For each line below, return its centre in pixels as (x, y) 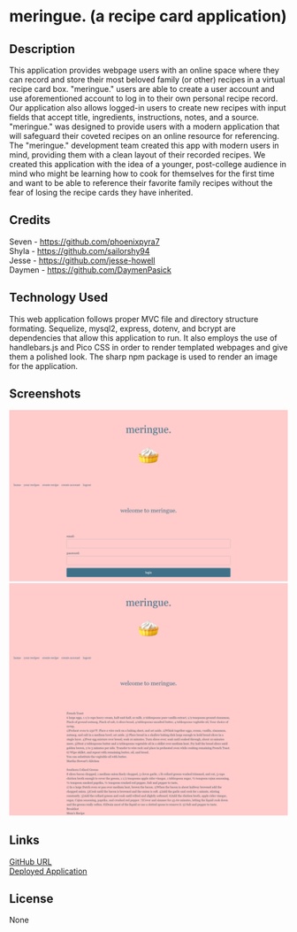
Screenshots (45, 394)
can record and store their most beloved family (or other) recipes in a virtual (147, 80)
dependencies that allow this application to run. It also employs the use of (144, 337)
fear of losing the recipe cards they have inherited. (101, 193)
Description (42, 49)
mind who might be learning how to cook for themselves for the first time (142, 173)
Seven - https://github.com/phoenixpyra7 (85, 242)
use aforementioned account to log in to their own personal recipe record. (144, 98)
